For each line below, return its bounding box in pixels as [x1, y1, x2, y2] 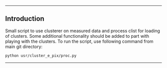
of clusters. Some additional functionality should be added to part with [5, 33, 150, 39]
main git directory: [5, 43, 43, 50]
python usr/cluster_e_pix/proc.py [5, 53, 77, 58]
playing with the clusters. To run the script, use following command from [5, 38, 154, 44]
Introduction [5, 14, 45, 23]
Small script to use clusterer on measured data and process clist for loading [5, 28, 161, 34]
